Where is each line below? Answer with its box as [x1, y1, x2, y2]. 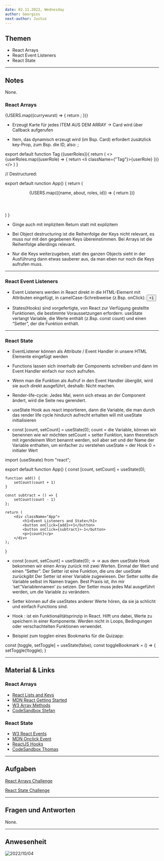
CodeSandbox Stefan [12, 707, 55, 713]
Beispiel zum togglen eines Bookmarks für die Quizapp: [12, 633, 124, 639]
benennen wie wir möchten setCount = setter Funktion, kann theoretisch [12, 432, 158, 438]
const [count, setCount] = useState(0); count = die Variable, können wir [12, 426, 157, 432]
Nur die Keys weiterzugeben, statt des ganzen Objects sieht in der [12, 251, 145, 257]
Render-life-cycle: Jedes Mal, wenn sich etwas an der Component [12, 392, 145, 398]
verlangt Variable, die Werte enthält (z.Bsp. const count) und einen [12, 315, 146, 321]
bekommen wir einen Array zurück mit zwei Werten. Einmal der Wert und [12, 563, 159, 569]
